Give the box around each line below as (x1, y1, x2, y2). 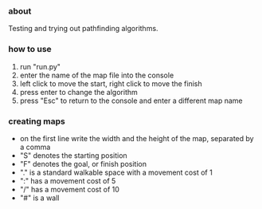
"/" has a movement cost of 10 (19, 184, 119, 194)
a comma (19, 142, 51, 152)
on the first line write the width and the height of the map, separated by (19, 133, 254, 143)
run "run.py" (19, 61, 61, 71)
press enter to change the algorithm (19, 87, 138, 97)
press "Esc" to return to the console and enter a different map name (19, 96, 243, 105)
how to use (8, 44, 52, 55)
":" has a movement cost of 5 (19, 175, 116, 185)
